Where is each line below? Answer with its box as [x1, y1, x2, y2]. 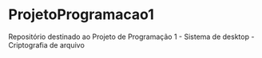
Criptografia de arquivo [8, 40, 85, 49]
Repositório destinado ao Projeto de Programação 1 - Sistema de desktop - [8, 32, 255, 41]
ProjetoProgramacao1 [8, 6, 154, 24]
